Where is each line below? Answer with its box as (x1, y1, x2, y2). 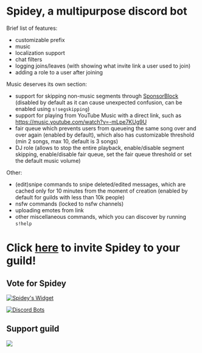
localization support (15, 49, 65, 56)
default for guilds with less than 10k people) (15, 193, 125, 201)
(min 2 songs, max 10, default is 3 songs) (15, 137, 119, 144)
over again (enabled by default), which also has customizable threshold (15, 131, 195, 138)
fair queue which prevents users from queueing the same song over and (15, 124, 197, 132)
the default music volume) (15, 157, 81, 164)
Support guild (6, 324, 60, 334)
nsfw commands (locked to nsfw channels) (15, 200, 124, 207)
